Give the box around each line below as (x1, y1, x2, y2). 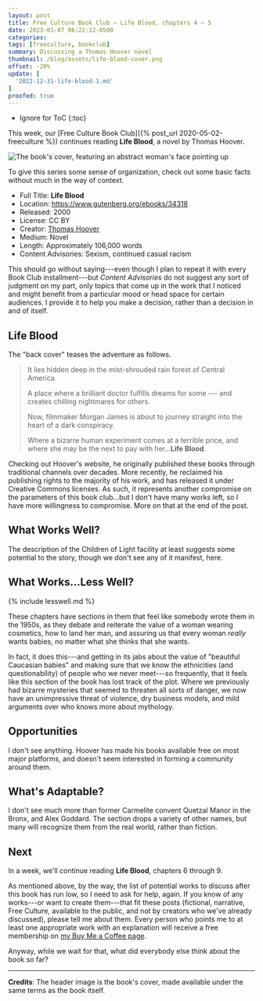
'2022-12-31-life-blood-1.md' (15, 77, 113, 85)
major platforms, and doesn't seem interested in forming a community (8, 754, 233, 763)
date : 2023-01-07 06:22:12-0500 (8, 26, 113, 34)
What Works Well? (8, 524, 100, 537)
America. (27, 374, 57, 383)
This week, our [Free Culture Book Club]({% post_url (8, 129, 178, 138)
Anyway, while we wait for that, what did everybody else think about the (8, 947, 240, 956)
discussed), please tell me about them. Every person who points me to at (8, 915, 243, 924)
